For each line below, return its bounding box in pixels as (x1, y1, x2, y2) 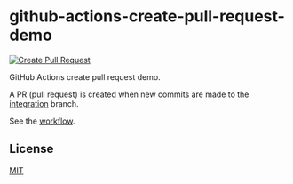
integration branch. (9, 98, 79, 108)
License (9, 141, 54, 156)
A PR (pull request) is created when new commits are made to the (9, 89, 249, 100)
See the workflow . (9, 116, 75, 126)
